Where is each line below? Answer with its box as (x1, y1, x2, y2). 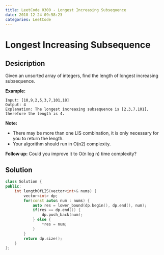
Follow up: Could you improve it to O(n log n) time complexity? (5, 151, 136, 157)
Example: (5, 88, 26, 94)
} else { (32, 217, 51, 222)
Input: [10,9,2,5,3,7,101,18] (5, 98, 70, 103)
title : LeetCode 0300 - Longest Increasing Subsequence (5, 7, 126, 13)
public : (5, 184, 22, 189)
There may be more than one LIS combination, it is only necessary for (12, 130, 159, 136)
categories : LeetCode (5, 17, 51, 22)
